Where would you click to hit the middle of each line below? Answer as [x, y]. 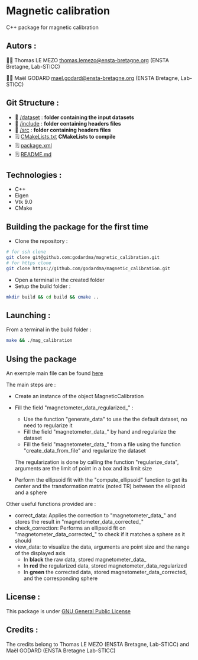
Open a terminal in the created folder [59, 280]
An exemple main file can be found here [55, 373]
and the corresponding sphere [61, 578]
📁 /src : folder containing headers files [63, 130]
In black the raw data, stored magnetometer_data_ [85, 560]
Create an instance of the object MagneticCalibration [79, 396]
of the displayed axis [40, 553]
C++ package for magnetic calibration [53, 27]
